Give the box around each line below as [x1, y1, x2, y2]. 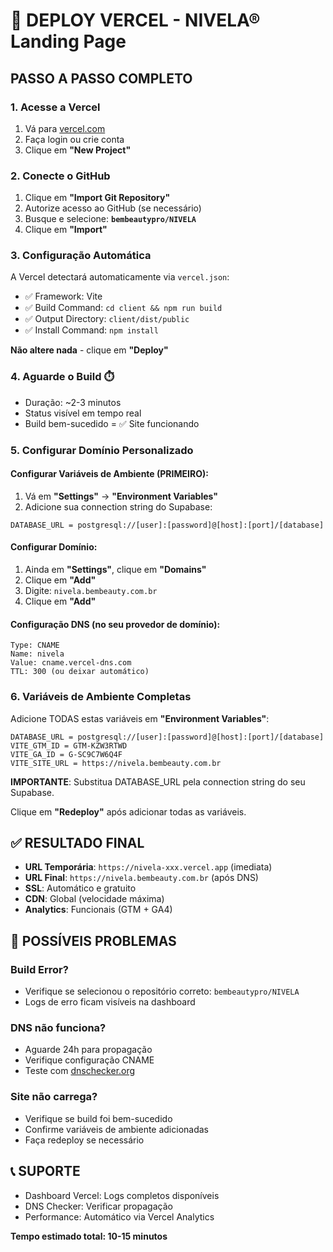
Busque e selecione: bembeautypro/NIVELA [24, 213, 197, 225]
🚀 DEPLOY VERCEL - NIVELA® [10, 9, 261, 32]
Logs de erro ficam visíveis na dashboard [24, 996, 196, 1008]
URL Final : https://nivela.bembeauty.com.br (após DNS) [24, 872, 259, 884]
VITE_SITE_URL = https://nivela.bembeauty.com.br [10, 758, 222, 768]
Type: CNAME [10, 640, 60, 651]
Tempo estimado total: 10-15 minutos [10, 1230, 168, 1242]
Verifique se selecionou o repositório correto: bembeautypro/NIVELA [24, 985, 300, 998]
